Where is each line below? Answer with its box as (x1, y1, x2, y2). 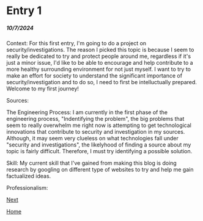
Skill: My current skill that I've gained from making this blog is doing (6, 159, 177, 167)
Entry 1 (6, 4, 42, 18)
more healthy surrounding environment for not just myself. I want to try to (6, 65, 191, 73)
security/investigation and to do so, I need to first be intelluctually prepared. (6, 79, 197, 86)
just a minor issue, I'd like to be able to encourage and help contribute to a (6, 59, 194, 67)
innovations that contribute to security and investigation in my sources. (6, 128, 185, 136)
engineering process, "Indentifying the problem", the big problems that (6, 115, 185, 123)
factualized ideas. (6, 172, 51, 180)
